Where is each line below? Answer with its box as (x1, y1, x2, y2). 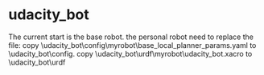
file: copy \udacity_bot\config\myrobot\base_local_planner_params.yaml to (8, 40, 257, 49)
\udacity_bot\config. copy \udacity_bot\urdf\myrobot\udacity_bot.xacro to (8, 49, 253, 58)
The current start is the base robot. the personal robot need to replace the (8, 32, 254, 41)
